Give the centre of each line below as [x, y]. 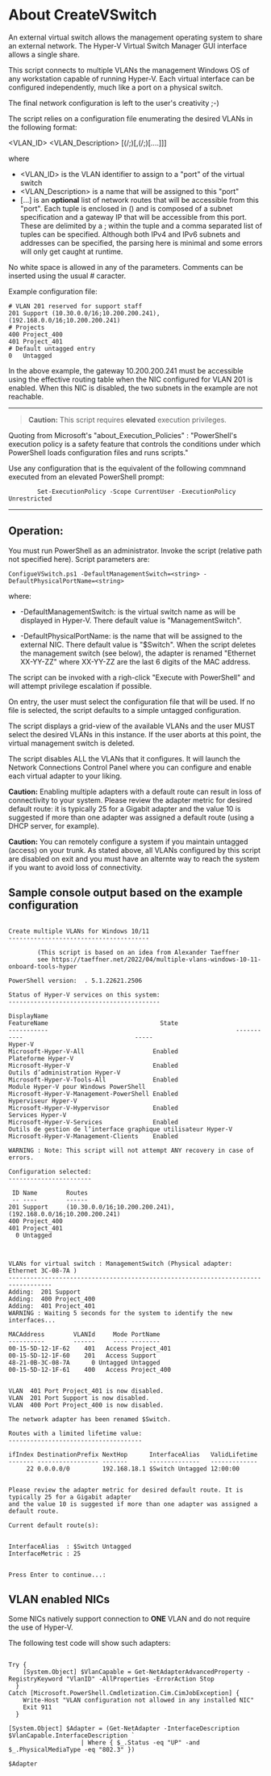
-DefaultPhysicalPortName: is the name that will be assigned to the [131, 635]
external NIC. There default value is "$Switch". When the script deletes [138, 644]
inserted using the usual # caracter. [67, 276]
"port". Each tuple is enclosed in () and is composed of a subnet [126, 209]
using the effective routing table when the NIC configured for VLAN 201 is [131, 379]
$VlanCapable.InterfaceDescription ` [72, 1736]
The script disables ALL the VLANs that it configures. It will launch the [124, 758]
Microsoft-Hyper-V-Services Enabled [94, 1122]
